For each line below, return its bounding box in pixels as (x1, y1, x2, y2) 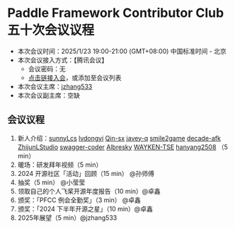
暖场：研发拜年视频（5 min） (17, 160, 103, 169)
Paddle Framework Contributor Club (7, 5, 224, 21)
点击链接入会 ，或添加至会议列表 (28, 73, 122, 82)
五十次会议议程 (7, 23, 95, 38)
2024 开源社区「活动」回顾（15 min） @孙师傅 (17, 169, 154, 177)
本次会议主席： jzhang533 (17, 82, 93, 90)
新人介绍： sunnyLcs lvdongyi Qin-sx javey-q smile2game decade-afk (17, 134, 222, 142)
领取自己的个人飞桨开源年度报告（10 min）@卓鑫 (17, 187, 161, 195)
